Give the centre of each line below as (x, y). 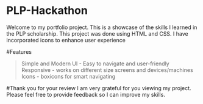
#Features (19, 51)
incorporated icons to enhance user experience (66, 40)
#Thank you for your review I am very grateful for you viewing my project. (99, 88)
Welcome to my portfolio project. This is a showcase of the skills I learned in (102, 27)
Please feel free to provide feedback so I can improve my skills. (86, 94)
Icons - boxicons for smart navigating (68, 76)
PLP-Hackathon (47, 11)
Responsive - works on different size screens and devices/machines (107, 70)
